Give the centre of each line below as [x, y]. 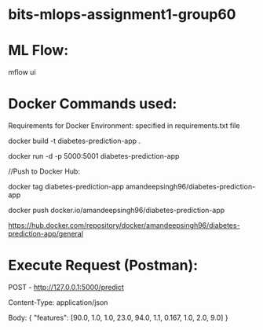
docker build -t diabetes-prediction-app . [75, 141]
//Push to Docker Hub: [44, 171]
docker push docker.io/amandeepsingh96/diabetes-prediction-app [117, 211]
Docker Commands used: [93, 104]
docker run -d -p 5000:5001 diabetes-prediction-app [94, 156]
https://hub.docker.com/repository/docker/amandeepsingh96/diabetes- [124, 225]
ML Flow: [38, 51]
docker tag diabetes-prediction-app [66, 187]
